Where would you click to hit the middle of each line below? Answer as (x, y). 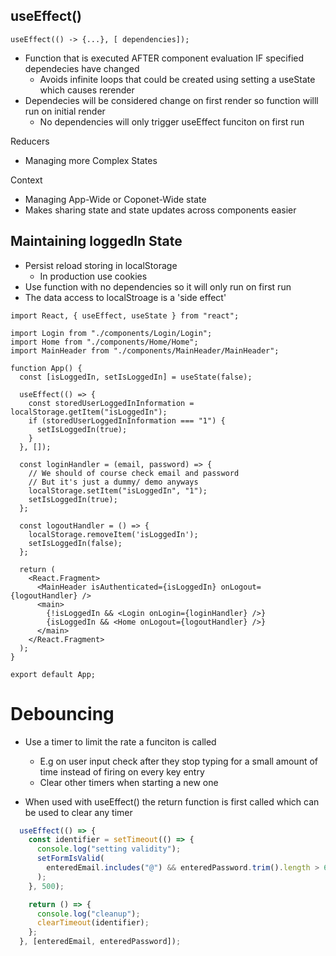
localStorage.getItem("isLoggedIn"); (89, 412)
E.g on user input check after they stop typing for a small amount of (179, 761)
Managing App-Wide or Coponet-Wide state (115, 199)
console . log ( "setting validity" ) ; (109, 849)
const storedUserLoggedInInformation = (111, 403)
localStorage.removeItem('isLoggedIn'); (113, 534)
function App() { (46, 368)
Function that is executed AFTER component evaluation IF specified (164, 58)
